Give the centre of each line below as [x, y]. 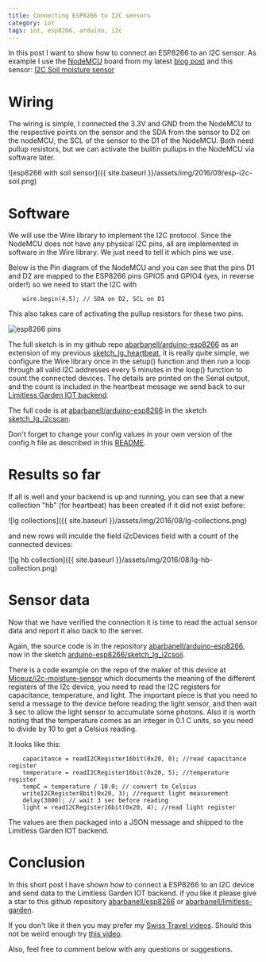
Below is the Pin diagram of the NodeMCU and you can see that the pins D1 [131, 267]
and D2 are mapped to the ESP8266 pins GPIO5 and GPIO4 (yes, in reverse [131, 276]
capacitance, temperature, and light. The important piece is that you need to [133, 695]
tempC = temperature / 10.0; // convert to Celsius [110, 787]
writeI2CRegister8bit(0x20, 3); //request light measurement [125, 794]
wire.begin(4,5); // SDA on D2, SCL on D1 [94, 299]
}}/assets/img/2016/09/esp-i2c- [200, 173]
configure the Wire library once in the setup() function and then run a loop [129, 361]
